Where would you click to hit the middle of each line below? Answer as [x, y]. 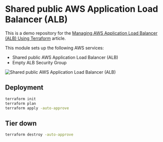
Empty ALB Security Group [39, 62]
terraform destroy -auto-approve [39, 135]
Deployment [24, 88]
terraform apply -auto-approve [37, 108]
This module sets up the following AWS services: [54, 48]
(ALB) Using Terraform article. [36, 38]
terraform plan [21, 103]
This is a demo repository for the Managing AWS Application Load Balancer [81, 33]
